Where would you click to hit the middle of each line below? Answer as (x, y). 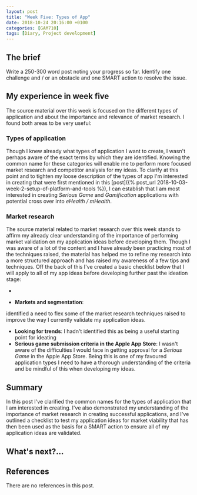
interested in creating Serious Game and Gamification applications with (93, 195)
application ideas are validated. (44, 433)
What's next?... (35, 451)
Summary (24, 387)
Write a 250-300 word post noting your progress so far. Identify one (89, 71)
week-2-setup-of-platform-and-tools (51, 189)
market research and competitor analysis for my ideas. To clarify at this (92, 170)
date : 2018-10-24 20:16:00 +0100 (47, 22)
